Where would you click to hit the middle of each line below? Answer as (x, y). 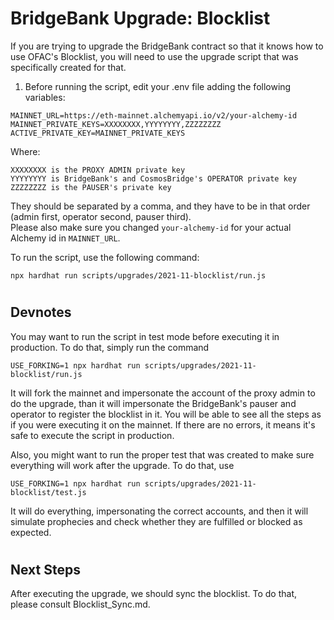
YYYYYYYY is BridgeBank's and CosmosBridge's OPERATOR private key (154, 178)
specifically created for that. (68, 67)
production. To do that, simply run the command (110, 347)
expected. (31, 532)
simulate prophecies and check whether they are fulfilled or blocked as (156, 521)
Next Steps (45, 569)
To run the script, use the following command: (105, 257)
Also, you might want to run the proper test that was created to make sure (162, 454)
